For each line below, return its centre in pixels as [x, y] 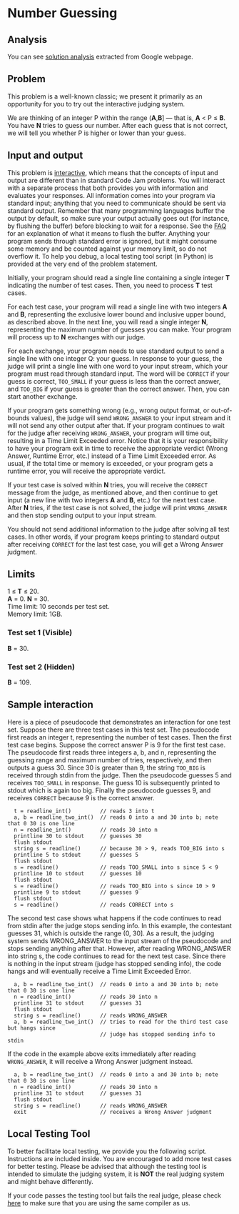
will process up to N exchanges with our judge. [76, 337]
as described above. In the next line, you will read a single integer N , [108, 322]
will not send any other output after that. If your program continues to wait [116, 425]
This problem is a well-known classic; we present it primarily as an [105, 96]
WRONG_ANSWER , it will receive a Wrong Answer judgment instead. [100, 1061]
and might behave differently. [51, 1181]
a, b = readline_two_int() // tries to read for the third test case [121, 1022]
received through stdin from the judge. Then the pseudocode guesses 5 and [119, 775]
